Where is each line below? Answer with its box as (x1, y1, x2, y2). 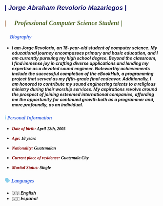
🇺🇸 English (11, 190, 36, 196)
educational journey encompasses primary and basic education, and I (11, 50, 158, 56)
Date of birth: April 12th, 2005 (11, 126, 66, 131)
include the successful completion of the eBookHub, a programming (11, 71, 154, 76)
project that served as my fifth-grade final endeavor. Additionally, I (11, 75, 151, 82)
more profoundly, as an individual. (11, 102, 83, 108)
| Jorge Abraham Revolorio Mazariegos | (4, 4, 127, 12)
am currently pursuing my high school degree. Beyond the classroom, (11, 55, 157, 61)
